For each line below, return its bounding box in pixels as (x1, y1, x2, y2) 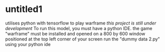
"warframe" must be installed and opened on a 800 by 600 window (5, 30, 145, 36)
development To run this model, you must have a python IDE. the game (5, 25, 152, 31)
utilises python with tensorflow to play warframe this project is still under (5, 20, 156, 26)
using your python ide (5, 41, 51, 47)
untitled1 (5, 3, 43, 15)
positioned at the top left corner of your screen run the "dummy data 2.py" (5, 36, 160, 42)
